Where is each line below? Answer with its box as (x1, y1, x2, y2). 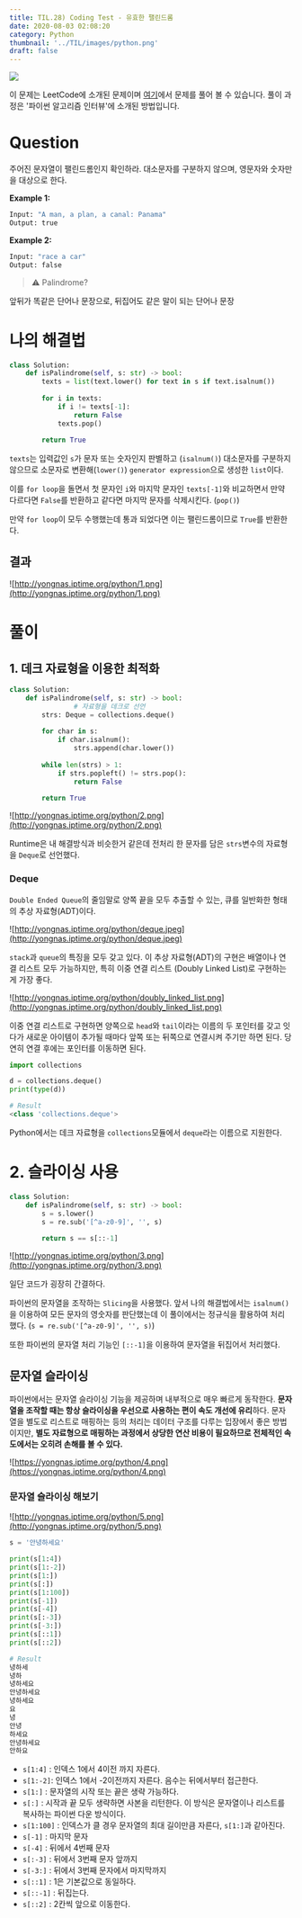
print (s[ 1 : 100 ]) (9, 1588, 70, 1597)
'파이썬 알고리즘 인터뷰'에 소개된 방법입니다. (25, 101, 180, 112)
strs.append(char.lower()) (73, 744, 175, 753)
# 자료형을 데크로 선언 (73, 702, 146, 711)
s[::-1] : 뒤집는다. (22, 1887, 90, 1898)
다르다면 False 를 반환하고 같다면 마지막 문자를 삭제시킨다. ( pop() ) (9, 495, 240, 506)
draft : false (9, 47, 58, 56)
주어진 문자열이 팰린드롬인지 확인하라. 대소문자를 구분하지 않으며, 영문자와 (9, 164, 269, 175)
